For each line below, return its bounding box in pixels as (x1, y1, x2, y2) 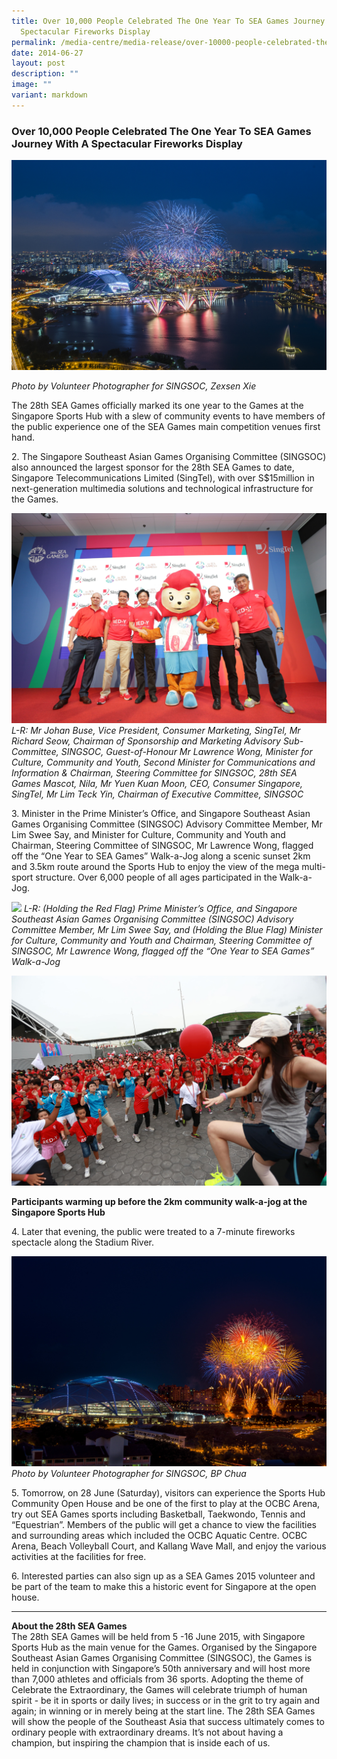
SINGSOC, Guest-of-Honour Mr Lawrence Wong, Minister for (60, 745, 313, 757)
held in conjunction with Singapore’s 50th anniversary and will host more (11, 1663, 311, 1675)
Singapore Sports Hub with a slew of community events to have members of (11, 410, 326, 422)
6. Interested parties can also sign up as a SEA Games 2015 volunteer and (11, 1570, 316, 1582)
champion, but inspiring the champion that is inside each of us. (11, 1737, 271, 1749)
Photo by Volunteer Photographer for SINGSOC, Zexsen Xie (11, 380, 257, 392)
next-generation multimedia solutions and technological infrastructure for (11, 483, 314, 495)
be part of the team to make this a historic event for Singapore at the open (11, 1581, 317, 1593)
